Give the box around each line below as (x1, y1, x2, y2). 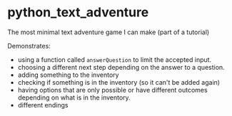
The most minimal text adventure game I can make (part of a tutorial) (7, 28, 210, 36)
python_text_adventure (7, 4, 149, 21)
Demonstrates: (7, 41, 51, 50)
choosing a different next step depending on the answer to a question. (17, 63, 225, 71)
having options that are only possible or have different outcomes (17, 85, 208, 94)
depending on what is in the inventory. (17, 93, 131, 102)
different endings (17, 100, 69, 109)
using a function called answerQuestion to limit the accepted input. (17, 55, 212, 64)
